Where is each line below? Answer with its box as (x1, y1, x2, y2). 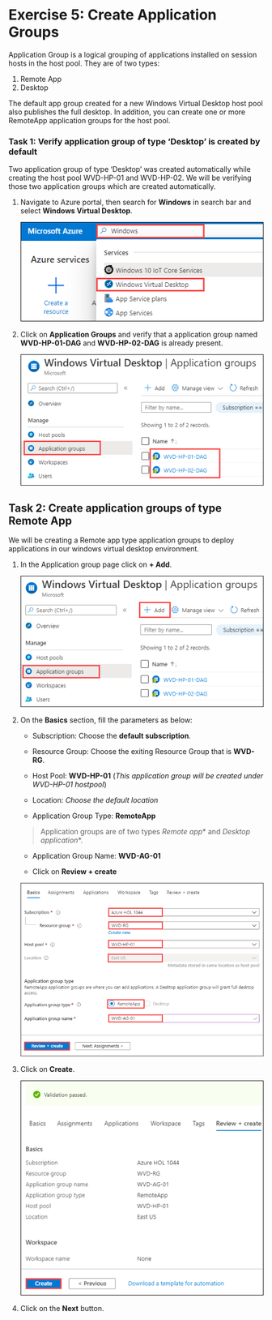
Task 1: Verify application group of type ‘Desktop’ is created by (8, 135, 261, 147)
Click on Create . (19, 1064, 75, 1074)
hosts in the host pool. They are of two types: (8, 58, 160, 68)
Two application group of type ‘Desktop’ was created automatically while (8, 165, 251, 174)
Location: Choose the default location (32, 795, 159, 805)
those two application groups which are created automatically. (8, 182, 216, 191)
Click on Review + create (32, 867, 117, 876)
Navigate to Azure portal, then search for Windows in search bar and (19, 197, 252, 208)
